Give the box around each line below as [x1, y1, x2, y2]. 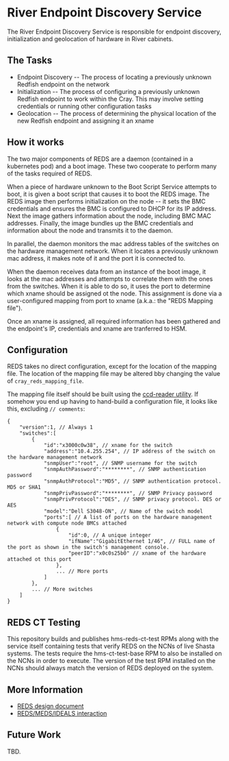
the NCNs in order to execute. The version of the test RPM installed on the [7, 657, 216, 665]
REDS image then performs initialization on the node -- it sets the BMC [7, 197, 206, 205]
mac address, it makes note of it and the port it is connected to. [7, 254, 186, 262]
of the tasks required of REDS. [7, 169, 92, 178]
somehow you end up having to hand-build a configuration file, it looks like [7, 398, 217, 406]
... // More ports [55, 568, 109, 575]
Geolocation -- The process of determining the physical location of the [16, 109, 217, 117]
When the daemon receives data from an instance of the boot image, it [7, 267, 206, 276]
